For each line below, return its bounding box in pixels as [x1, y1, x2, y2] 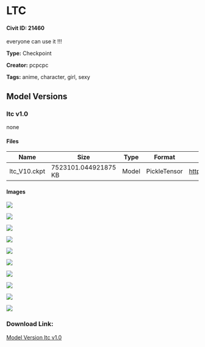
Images [6, 188, 26, 195]
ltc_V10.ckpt [9, 167, 46, 176]
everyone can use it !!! [6, 38, 62, 45]
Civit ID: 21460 [6, 24, 45, 31]
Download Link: [6, 319, 54, 328]
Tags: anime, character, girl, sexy [6, 73, 90, 81]
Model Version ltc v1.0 [6, 334, 62, 341]
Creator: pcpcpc [6, 62, 49, 69]
